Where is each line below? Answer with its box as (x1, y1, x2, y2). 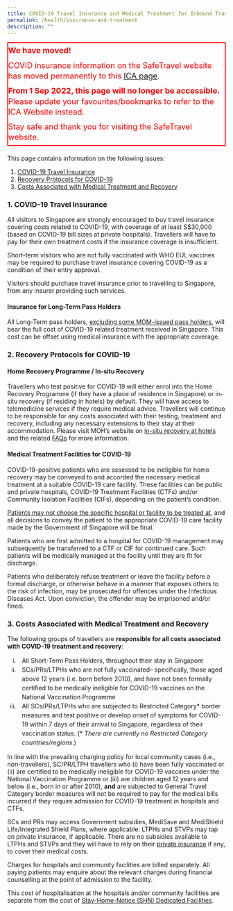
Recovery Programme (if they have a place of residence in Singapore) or (7, 390, 214, 398)
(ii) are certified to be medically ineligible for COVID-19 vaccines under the (7, 767, 220, 776)
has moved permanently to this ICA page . (8, 71, 160, 80)
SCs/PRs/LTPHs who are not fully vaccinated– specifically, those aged (21, 665, 223, 674)
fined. (7, 602, 24, 610)
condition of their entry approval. (7, 266, 101, 274)
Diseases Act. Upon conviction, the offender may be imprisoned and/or (7, 594, 211, 602)
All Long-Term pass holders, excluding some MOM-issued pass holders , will (7, 318, 225, 326)
